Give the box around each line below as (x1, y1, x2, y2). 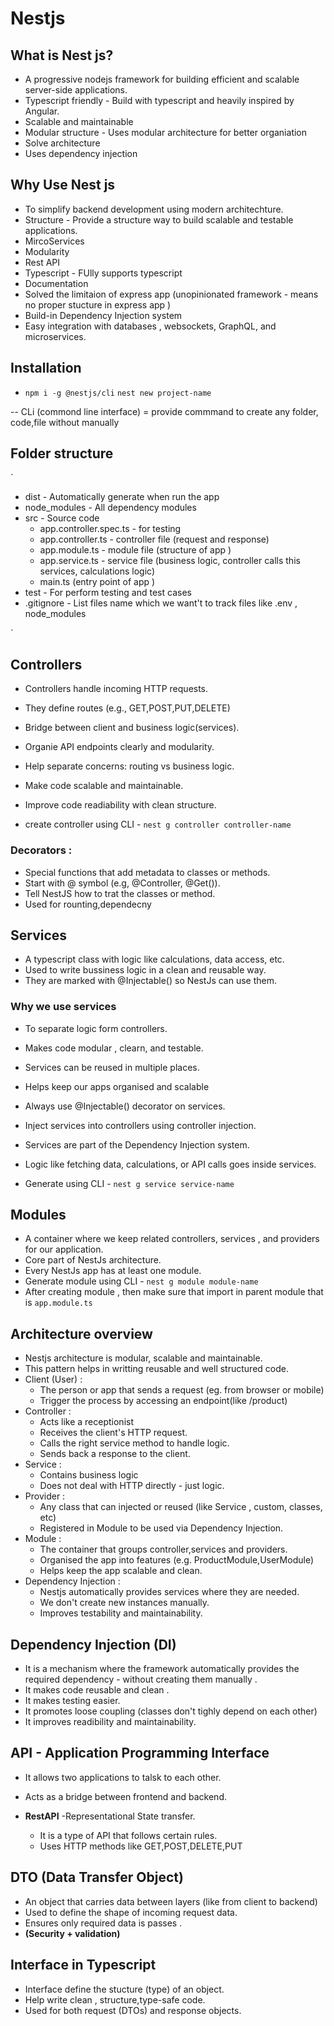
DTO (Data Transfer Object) (10, 1869, 184, 1886)
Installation (10, 360, 82, 377)
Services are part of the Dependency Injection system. (24, 1138, 250, 1151)
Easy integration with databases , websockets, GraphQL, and (24, 320, 277, 332)
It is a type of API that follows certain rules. (39, 1829, 218, 1841)
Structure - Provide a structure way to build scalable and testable (24, 213, 294, 226)
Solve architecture (24, 137, 101, 149)
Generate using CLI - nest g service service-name (24, 1177, 235, 1189)
